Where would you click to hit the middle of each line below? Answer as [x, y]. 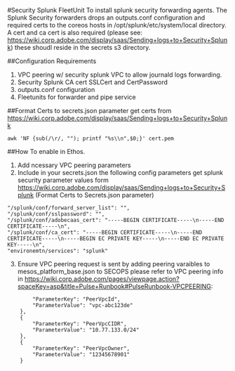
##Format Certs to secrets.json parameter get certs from [89, 111]
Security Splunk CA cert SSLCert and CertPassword [93, 82]
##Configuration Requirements [52, 61]
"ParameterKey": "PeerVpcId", [76, 299]
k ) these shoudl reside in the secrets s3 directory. [79, 47]
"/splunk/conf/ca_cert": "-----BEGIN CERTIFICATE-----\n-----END [105, 233]
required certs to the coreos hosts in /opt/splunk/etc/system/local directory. [117, 25]
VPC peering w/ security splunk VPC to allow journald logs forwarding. [120, 74]
